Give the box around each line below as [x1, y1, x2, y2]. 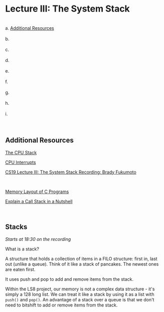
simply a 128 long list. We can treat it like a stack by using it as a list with [5, 291, 154, 297]
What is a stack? [5, 245, 39, 252]
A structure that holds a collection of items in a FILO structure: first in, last [5, 256, 157, 262]
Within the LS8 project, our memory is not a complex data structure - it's [5, 286, 155, 292]
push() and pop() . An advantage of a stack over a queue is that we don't [5, 296, 154, 302]
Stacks [5, 223, 28, 231]
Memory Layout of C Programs [5, 189, 69, 195]
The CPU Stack [5, 149, 37, 155]
